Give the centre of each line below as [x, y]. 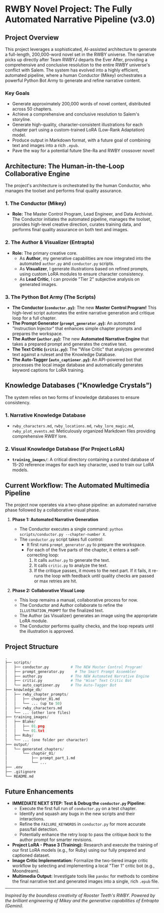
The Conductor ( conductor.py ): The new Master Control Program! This [84, 308]
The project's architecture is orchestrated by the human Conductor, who [78, 186]
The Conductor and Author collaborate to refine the [71, 605]
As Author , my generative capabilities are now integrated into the [85, 258]
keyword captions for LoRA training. [48, 370]
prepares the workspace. [37, 334]
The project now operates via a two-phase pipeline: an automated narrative [81, 505]
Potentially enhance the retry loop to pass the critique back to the [85, 835]
